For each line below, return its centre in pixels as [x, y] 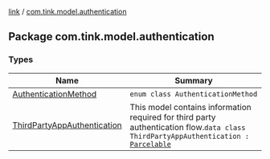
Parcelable [150, 144]
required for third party [173, 117]
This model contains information [190, 107]
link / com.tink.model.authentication [67, 12]
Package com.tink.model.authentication [111, 37]
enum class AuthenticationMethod [194, 94]
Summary [194, 80]
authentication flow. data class [188, 127]
